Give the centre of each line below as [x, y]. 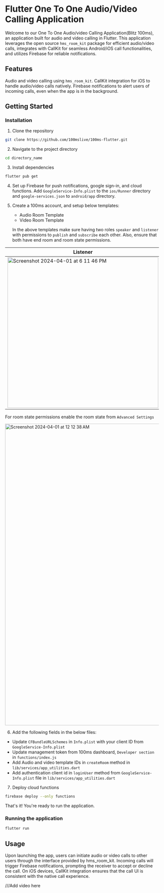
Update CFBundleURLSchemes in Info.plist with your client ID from [78, 742]
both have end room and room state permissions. [61, 240]
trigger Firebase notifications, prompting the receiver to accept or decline [79, 866]
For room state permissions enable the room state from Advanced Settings [80, 417]
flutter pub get [21, 177]
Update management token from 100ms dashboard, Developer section [83, 752]
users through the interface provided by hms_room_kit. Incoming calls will [79, 860]
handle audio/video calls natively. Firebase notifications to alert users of [77, 86]
